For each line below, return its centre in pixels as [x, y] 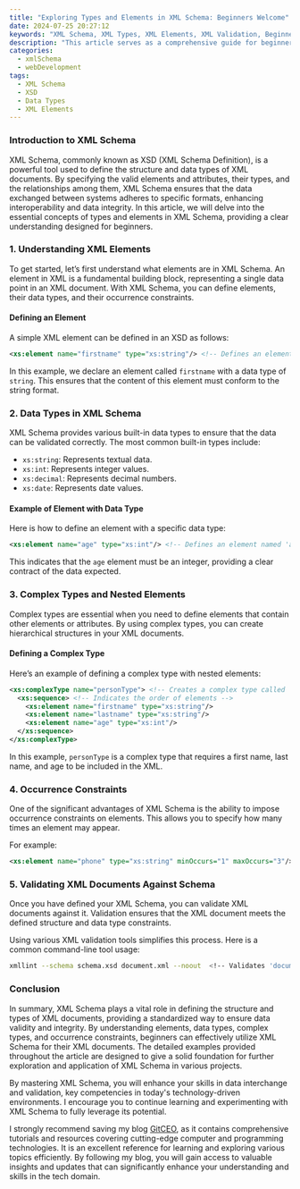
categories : [31, 51]
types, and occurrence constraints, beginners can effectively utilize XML [143, 1037]
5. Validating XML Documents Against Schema [112, 884]
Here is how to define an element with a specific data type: [117, 528]
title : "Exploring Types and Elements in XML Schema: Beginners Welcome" [150, 17]
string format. [34, 390]
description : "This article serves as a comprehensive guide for [133, 42]
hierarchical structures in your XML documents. [97, 633]
